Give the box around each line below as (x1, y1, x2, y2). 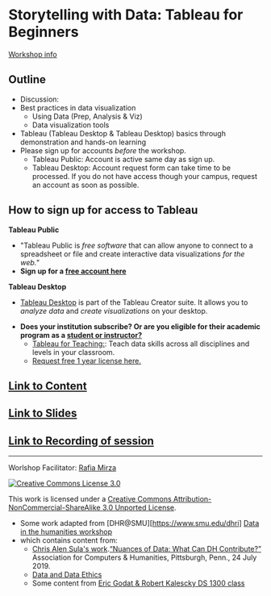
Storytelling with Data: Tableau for (8, 6, 244, 24)
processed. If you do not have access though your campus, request (31, 171, 258, 181)
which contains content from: (19, 536, 119, 545)
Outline (8, 73, 46, 86)
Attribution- (173, 494, 212, 504)
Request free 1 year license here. (31, 356, 141, 365)
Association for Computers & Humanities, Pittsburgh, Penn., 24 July (31, 552, 257, 562)
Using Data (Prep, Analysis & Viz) (31, 111, 143, 121)
